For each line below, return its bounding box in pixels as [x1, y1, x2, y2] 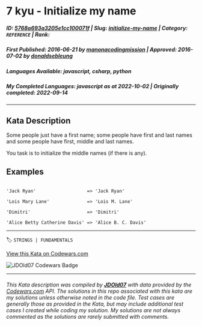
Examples [6, 167, 44, 177]
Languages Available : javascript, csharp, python [6, 67, 132, 74]
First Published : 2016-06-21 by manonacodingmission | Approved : [6, 46, 177, 53]
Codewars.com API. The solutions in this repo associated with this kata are [6, 287, 193, 295]
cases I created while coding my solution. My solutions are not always [6, 306, 181, 313]
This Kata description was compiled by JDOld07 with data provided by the [6, 281, 192, 288]
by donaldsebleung [23, 52, 73, 59]
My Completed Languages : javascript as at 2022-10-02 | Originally [6, 82, 179, 89]
